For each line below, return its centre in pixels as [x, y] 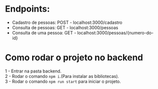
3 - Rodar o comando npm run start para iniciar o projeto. [63, 81]
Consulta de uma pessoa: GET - [44, 33]
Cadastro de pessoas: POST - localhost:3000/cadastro [67, 22]
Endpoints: [27, 9]
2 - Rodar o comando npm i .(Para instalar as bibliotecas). [62, 76]
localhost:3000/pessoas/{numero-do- [115, 33]
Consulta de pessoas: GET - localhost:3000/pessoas [65, 27]
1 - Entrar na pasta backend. [33, 71]
